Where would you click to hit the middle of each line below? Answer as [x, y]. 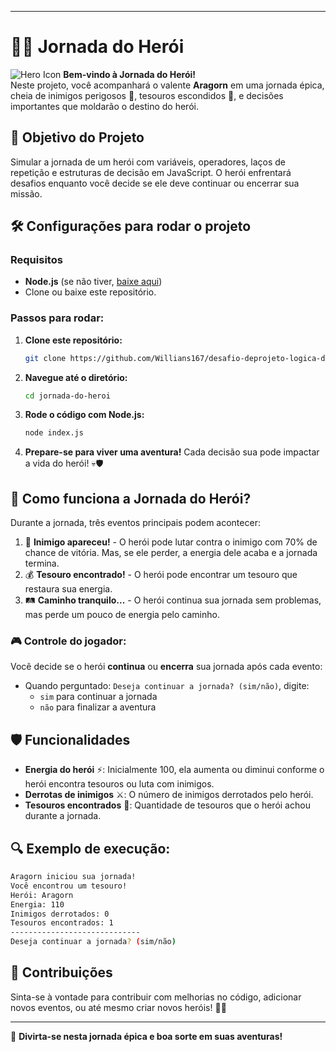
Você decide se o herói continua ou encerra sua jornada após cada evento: [166, 667]
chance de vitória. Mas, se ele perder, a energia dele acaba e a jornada [171, 553]
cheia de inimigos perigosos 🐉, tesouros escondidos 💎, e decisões [147, 95]
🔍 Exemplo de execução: [90, 848]
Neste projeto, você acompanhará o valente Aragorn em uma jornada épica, [167, 85]
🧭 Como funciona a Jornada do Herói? [131, 498]
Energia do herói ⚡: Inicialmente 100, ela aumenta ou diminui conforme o [174, 770]
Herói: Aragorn [42, 895]
